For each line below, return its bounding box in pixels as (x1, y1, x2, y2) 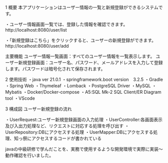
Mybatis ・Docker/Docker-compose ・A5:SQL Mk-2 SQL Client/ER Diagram (5, 89, 161, 95)
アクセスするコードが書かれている (31, 135, 102, 141)
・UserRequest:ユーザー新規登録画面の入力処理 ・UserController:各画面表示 (5, 117, 163, 122)
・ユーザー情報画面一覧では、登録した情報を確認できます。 (5, 22, 128, 27)
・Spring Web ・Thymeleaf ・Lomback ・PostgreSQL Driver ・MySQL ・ (5, 83, 157, 89)
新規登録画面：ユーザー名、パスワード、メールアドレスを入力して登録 (18, 60, 163, 65)
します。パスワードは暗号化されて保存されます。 (5, 66, 105, 72)
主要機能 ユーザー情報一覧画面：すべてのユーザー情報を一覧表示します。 (5, 53, 155, 59)
